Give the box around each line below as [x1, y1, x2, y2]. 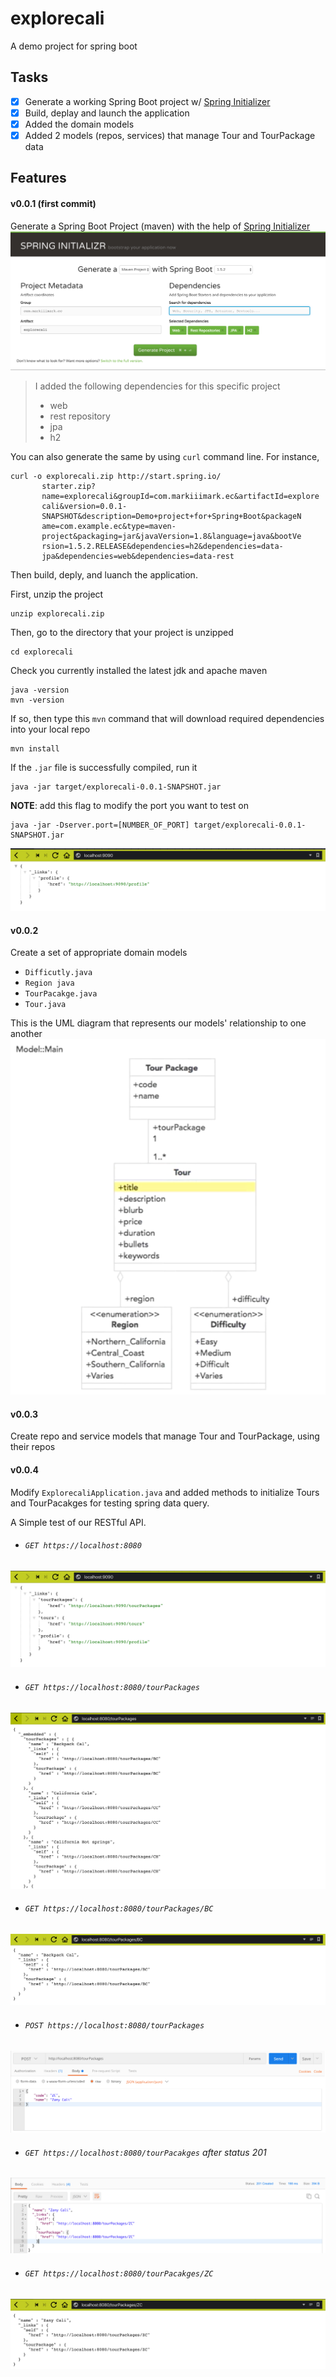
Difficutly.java [24, 968, 93, 978]
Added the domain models [24, 118, 135, 130]
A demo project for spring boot [10, 40, 138, 52]
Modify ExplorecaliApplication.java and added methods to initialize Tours [10, 1486, 320, 1498]
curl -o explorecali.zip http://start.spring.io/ [10, 471, 222, 481]
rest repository [49, 410, 111, 422]
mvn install [10, 743, 60, 754]
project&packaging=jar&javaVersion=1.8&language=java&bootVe [41, 531, 302, 541]
